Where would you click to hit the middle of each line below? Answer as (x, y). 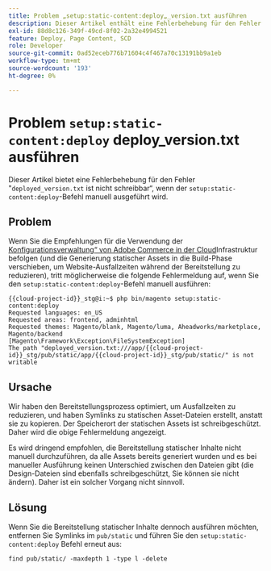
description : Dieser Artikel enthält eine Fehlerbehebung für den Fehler (135, 23)
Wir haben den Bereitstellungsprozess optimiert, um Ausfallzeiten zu (122, 406)
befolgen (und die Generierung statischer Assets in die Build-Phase (120, 258)
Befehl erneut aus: (92, 544)
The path (23, 348)
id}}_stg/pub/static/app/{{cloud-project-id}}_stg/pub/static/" (119, 356)
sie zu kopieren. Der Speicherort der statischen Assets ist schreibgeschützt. (135, 423)
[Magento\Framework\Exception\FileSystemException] (97, 341)
